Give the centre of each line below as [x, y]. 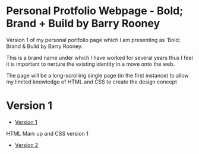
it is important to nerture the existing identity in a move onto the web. [91, 64]
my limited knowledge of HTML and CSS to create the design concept [91, 82]
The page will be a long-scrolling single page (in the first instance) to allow [97, 75]
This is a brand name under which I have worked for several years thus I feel [99, 57]
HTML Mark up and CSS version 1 [48, 133]
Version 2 [26, 145]
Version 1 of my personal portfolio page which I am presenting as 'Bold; [93, 40]
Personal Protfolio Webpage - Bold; [95, 11]
